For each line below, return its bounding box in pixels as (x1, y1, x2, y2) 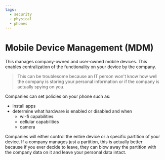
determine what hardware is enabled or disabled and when (12, 108, 132, 114)
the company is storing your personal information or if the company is (17, 79, 160, 84)
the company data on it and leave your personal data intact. (5, 149, 126, 156)
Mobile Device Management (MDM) (5, 42, 154, 53)
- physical (9, 16, 32, 21)
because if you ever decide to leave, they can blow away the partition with (5, 144, 157, 150)
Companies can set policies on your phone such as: (5, 93, 111, 99)
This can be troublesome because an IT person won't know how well (17, 74, 158, 80)
